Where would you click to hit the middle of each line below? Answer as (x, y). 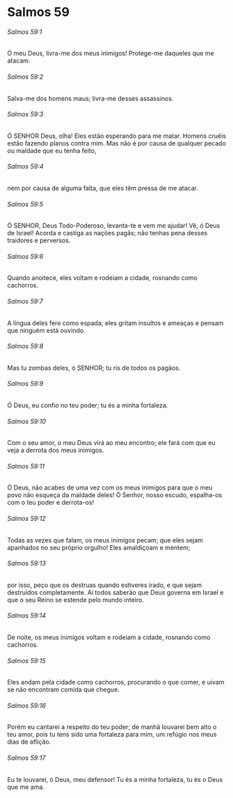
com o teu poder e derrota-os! (51, 503)
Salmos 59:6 (25, 256)
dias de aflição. (29, 742)
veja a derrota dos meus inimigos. (56, 451)
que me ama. (26, 787)
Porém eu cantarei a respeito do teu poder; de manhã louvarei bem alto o (112, 727)
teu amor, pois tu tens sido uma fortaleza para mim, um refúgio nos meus (112, 735)
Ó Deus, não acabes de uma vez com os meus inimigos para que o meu (110, 487)
